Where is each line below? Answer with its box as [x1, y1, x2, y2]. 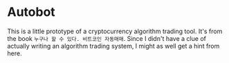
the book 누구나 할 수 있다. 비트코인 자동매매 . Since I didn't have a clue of [7, 34, 206, 42]
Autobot [7, 4, 55, 20]
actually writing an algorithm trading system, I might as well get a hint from [7, 42, 220, 50]
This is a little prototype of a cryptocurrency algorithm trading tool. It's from [7, 27, 223, 35]
